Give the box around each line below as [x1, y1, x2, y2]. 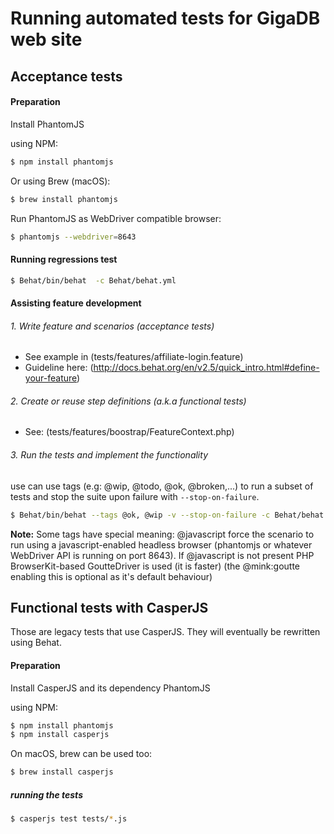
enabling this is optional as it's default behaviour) [10, 570, 213, 582]
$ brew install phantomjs [10, 194, 118, 204]
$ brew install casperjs [10, 767, 114, 777]
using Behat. [10, 637, 62, 649]
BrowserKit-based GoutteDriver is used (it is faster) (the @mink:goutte [10, 560, 300, 572]
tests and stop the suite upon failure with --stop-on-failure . [10, 490, 260, 502]
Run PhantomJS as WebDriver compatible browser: [10, 212, 222, 224]
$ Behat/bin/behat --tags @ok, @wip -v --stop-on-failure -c [10, 510, 271, 520]
